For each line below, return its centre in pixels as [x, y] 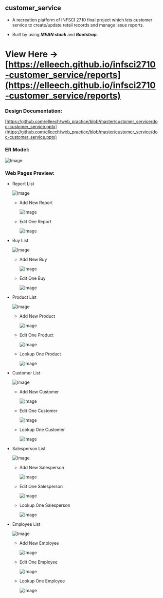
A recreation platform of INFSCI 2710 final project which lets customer [82, 20]
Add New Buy [33, 259]
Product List [24, 297]
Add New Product [37, 316]
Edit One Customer [38, 411]
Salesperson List [29, 448]
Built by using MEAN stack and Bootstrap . [55, 34]
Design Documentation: [34, 111]
